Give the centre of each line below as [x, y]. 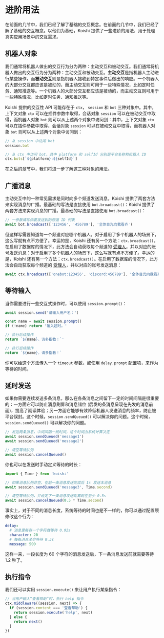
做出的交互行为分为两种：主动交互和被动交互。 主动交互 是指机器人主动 [84, 72]
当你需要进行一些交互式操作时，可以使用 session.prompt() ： [66, 303]
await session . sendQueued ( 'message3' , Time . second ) [59, 487]
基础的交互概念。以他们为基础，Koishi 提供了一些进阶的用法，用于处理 [84, 30]
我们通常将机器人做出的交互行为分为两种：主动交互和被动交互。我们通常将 [80, 66]
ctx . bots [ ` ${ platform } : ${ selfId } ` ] [41, 159]
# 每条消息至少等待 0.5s [32, 539]
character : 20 [24, 535]
